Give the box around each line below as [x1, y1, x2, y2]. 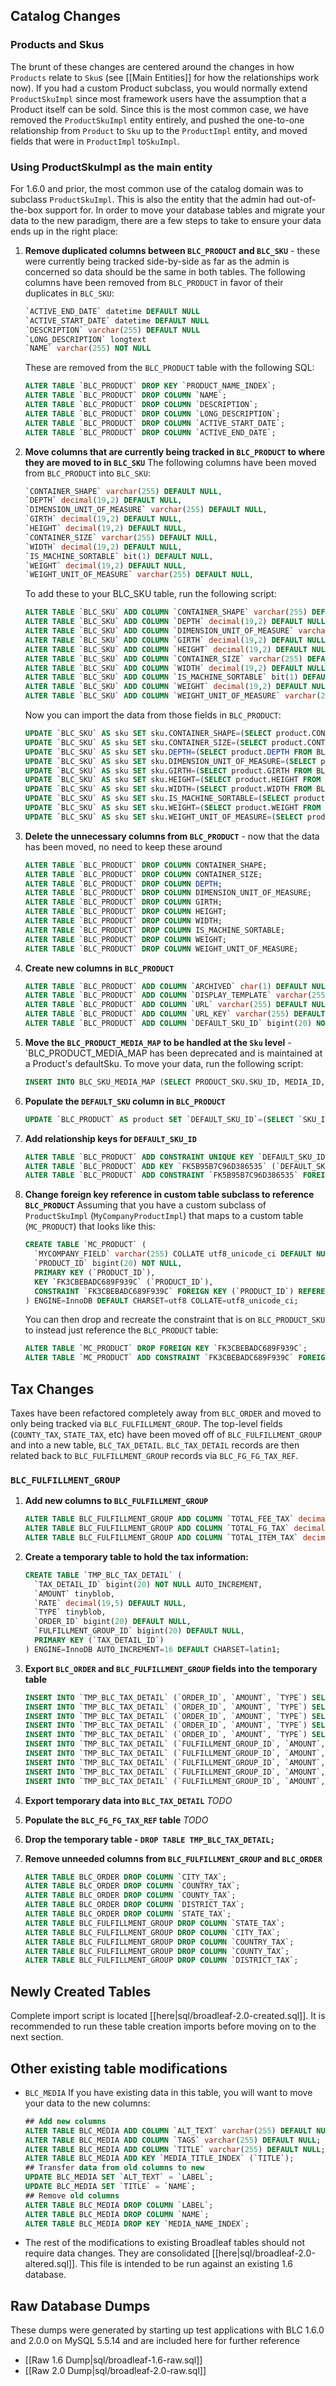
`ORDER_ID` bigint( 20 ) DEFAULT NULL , [34, 1617, 192, 1627]
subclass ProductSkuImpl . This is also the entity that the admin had [10, 193, 285, 205]
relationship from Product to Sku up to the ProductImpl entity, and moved [10, 124, 308, 136]
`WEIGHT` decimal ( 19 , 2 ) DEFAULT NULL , [24, 560, 187, 571]
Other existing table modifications [10, 2060, 228, 2077]
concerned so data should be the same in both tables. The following [24, 265, 306, 278]
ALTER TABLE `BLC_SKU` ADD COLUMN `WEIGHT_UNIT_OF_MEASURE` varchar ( [24, 691, 322, 701]
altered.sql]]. [24, 2258, 78, 2270]
